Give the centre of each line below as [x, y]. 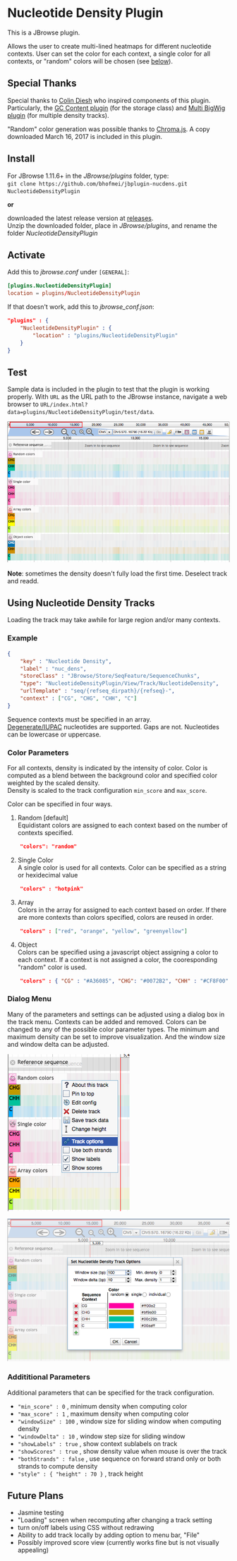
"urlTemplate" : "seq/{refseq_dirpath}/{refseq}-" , [97, 691]
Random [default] [43, 818]
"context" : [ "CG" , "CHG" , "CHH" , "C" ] [79, 699]
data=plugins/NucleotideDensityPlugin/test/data [80, 413]
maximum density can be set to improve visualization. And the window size [116, 1037]
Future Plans [36, 1496]
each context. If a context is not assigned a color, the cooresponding [117, 959]
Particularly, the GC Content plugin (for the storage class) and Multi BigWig [116, 108]
